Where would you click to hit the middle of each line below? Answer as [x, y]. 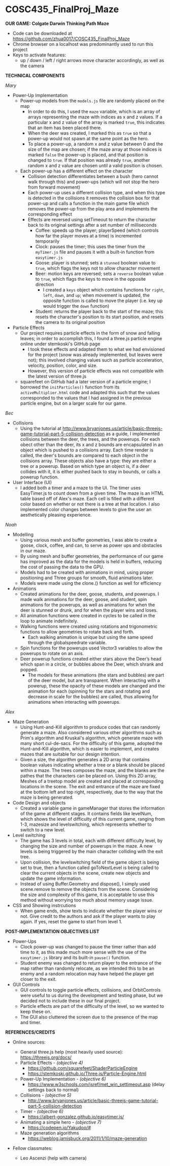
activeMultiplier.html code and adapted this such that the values [90, 392]
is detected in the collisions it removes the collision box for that [94, 198]
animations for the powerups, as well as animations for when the [88, 605]
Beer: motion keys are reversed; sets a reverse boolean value [99, 274]
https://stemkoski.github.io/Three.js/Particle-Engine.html [87, 1073]
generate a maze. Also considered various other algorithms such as [91, 732]
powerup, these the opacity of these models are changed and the [96, 685]
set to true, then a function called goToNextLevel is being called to [89, 868]
